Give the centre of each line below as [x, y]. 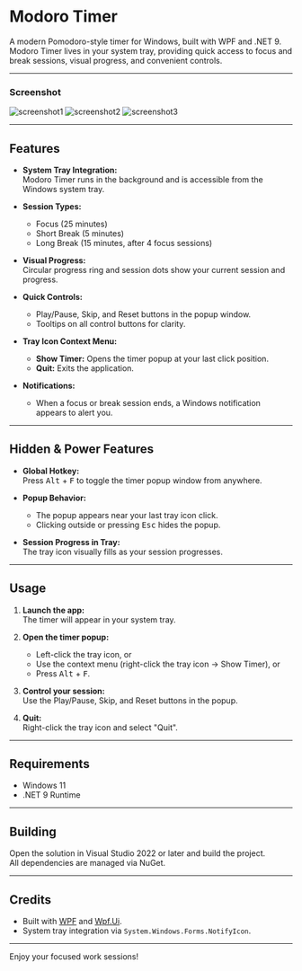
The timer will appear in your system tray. [99, 619]
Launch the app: [53, 610]
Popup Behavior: [54, 498]
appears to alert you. [74, 413]
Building [33, 831]
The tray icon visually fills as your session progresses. [122, 552]
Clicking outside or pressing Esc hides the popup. [128, 525]
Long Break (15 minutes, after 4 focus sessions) [124, 243]
